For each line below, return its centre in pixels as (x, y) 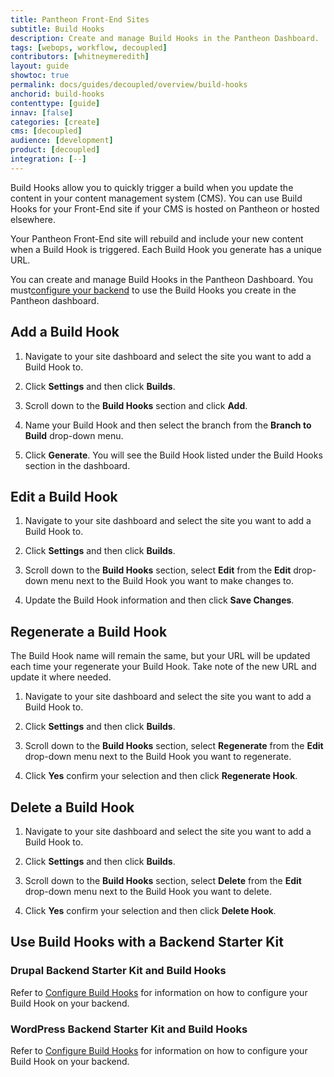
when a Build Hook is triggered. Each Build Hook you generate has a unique (166, 249)
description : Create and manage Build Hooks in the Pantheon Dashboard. (165, 38)
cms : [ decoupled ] (46, 131)
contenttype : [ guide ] (55, 103)
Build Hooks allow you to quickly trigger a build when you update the (152, 187)
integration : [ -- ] (48, 159)
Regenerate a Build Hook (89, 631)
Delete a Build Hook (72, 807)
